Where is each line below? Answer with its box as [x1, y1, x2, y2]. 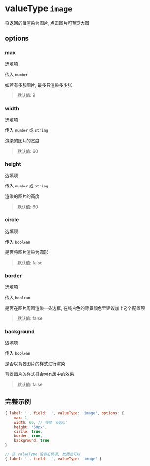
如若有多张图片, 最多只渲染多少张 [5, 82, 72, 88]
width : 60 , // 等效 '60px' [14, 420, 68, 425]
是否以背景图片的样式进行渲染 [5, 361, 65, 367]
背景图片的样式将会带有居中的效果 [5, 371, 74, 377]
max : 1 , [14, 415, 29, 420]
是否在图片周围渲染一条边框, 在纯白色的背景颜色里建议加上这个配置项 [5, 305, 145, 311]
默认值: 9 [17, 92, 36, 98]
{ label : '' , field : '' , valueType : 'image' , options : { [5, 410, 124, 416]
